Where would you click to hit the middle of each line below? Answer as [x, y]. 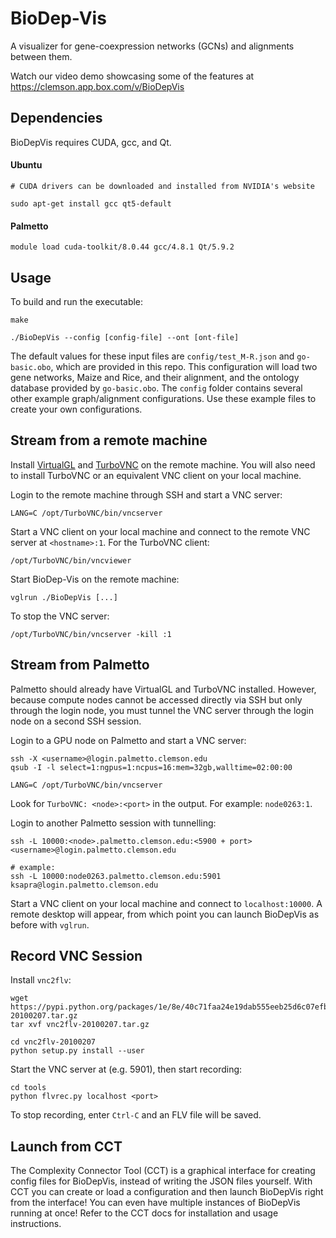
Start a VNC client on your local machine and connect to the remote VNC [160, 531]
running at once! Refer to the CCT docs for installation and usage [144, 1213]
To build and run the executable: [77, 301]
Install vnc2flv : [41, 980]
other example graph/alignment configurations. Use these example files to [163, 398]
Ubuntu [26, 165]
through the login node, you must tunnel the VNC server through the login [162, 710]
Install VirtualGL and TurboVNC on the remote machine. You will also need [163, 464]
